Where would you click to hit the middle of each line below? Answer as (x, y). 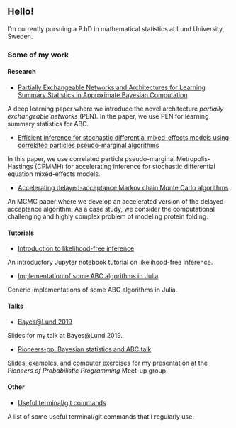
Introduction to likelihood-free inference (76, 248)
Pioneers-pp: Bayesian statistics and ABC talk (84, 349)
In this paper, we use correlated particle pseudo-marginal (91, 158)
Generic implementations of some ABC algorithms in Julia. (92, 290)
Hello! (21, 12)
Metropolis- (193, 158)
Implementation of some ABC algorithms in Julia (88, 276)
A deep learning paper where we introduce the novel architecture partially (116, 109)
